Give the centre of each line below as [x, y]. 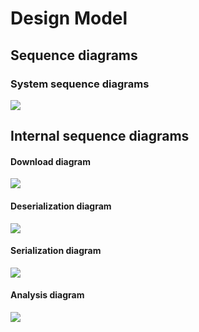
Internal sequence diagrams [100, 136]
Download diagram [50, 161]
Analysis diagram [47, 295]
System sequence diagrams [80, 84]
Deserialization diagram [61, 206]
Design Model [69, 18]
